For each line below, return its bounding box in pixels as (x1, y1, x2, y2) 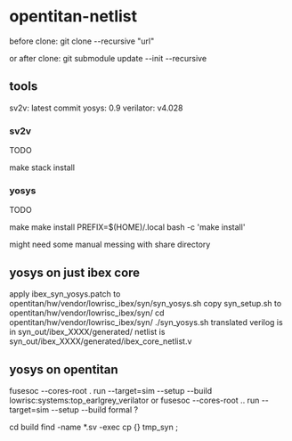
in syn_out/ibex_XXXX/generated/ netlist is (9, 327, 166, 338)
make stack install (9, 162, 76, 173)
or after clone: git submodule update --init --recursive (9, 53, 207, 63)
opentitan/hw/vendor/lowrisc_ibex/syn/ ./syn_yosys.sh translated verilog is (9, 317, 283, 328)
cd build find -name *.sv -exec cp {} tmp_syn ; (9, 421, 178, 432)
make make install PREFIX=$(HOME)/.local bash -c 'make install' (9, 222, 246, 233)
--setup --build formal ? (51, 404, 139, 415)
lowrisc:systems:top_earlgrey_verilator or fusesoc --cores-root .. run (9, 395, 260, 405)
